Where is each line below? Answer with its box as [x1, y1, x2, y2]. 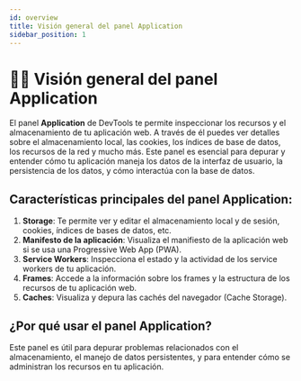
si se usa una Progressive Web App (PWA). [22, 244, 182, 255]
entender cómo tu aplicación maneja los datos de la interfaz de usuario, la [9, 156, 283, 167]
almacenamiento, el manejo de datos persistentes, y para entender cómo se [9, 351, 290, 362]
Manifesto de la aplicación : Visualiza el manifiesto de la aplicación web [22, 235, 288, 246]
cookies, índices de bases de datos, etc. [22, 225, 173, 236]
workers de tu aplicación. [22, 263, 117, 275]
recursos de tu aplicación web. [22, 283, 137, 294]
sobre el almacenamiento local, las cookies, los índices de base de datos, [9, 137, 281, 148]
